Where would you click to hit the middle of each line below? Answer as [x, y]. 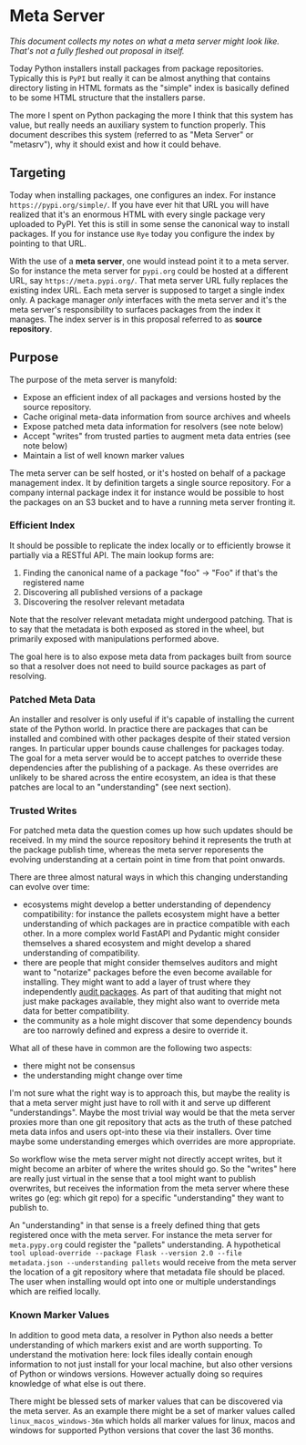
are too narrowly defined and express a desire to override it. [135, 1030]
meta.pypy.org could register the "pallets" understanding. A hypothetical [145, 1244]
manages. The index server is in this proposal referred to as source [136, 319]
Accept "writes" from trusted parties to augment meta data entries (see [157, 436]
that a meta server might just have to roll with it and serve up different [140, 1103]
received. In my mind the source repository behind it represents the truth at [150, 841]
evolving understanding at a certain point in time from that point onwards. [148, 860]
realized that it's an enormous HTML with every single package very [138, 214]
